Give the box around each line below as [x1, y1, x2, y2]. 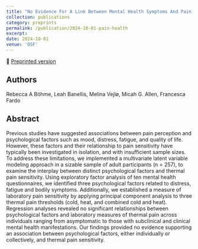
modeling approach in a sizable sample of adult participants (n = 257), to [6, 160, 183, 168]
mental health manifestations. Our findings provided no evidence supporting [6, 224, 192, 231]
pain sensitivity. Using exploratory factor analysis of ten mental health [6, 173, 176, 181]
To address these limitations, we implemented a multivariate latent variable [6, 155, 188, 162]
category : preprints [6, 19, 57, 25]
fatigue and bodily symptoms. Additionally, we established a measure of [6, 186, 181, 193]
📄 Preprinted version [6, 57, 56, 65]
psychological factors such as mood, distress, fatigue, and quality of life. [6, 136, 183, 143]
